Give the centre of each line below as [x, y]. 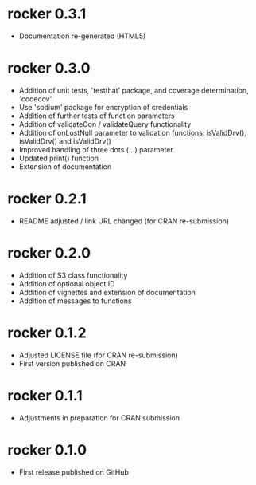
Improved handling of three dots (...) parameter [96, 149]
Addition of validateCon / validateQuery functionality [105, 124]
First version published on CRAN [72, 363]
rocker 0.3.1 [47, 14]
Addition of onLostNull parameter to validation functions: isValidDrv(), [133, 132]
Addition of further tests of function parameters [97, 116]
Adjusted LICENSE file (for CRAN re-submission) [98, 355]
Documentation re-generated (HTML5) [82, 36]
